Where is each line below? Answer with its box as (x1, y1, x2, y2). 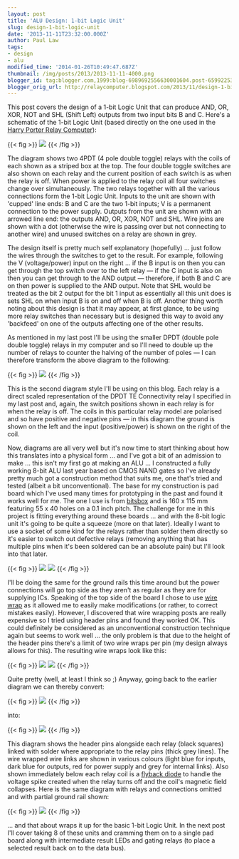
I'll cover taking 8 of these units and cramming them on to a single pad (7, 828, 214, 838)
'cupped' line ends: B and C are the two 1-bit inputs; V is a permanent (7, 200, 211, 208)
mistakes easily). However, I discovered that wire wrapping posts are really (7, 609, 227, 617)
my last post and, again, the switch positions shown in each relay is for (7, 400, 215, 408)
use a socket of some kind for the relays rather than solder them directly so (7, 527, 228, 535)
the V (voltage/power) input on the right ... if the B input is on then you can (7, 259, 225, 267)
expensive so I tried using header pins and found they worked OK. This (7, 616, 216, 624)
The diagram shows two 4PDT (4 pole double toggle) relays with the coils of (7, 154, 231, 163)
